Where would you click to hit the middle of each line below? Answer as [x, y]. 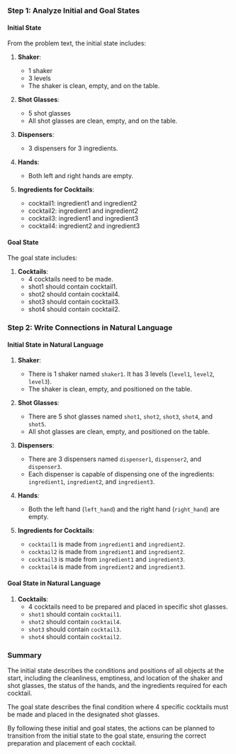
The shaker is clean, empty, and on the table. [94, 86]
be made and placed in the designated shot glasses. [84, 714]
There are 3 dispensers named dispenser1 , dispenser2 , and [115, 459]
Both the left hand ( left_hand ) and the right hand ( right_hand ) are [124, 509]
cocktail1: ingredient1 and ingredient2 [83, 204]
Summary [25, 655]
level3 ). [40, 382]
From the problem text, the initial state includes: [77, 43]
